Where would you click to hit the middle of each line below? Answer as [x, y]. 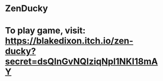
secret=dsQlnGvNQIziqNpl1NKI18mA [81, 62]
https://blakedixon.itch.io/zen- [69, 41]
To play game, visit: [45, 31]
